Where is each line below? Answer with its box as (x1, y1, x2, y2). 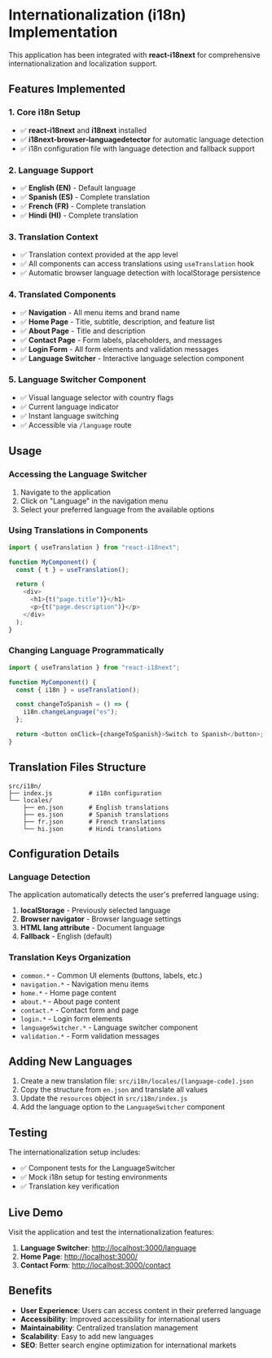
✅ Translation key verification (20, 1181, 120, 1191)
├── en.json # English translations (23, 803, 169, 811)
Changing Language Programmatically (8, 645, 165, 657)
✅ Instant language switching (20, 411, 120, 420)
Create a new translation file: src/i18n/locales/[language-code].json (20, 1076, 254, 1086)
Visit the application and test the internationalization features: (8, 1228, 214, 1237)
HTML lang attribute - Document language (20, 923, 165, 933)
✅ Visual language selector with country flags (20, 393, 174, 402)
